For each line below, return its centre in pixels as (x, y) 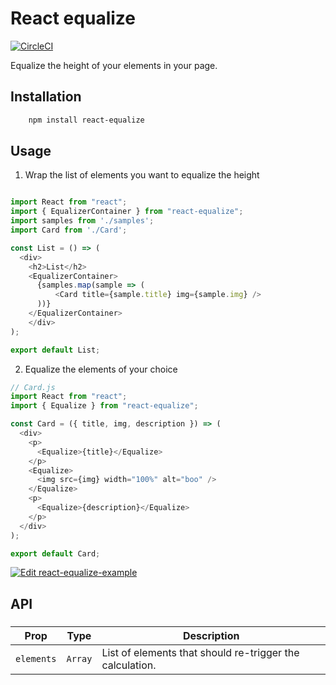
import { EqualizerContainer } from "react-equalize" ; (127, 212)
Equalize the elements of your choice (101, 369)
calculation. (129, 665)
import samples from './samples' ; (82, 221)
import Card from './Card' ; (69, 230)
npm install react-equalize (86, 120)
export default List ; (55, 350)
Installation (46, 97)
